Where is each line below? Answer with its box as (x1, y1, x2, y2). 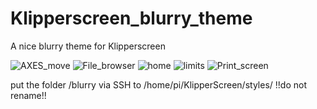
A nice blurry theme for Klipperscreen (10, 40, 166, 52)
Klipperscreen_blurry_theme (10, 7, 253, 30)
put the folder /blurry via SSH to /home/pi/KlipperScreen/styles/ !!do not (10, 78, 307, 91)
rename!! (10, 89, 47, 101)
